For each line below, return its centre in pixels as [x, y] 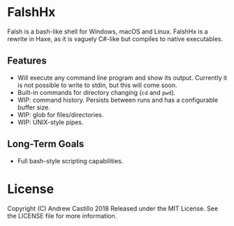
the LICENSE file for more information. [62, 216]
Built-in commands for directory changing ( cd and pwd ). [96, 92]
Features [27, 61]
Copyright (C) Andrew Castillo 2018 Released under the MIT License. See [113, 208]
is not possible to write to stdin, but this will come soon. [97, 85]
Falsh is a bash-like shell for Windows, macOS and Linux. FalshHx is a [108, 31]
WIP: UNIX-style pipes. [50, 122]
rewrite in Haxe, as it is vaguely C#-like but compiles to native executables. [115, 38]
